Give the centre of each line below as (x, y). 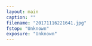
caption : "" (21, 17)
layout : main (22, 12)
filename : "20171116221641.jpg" (46, 23)
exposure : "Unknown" (32, 34)
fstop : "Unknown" (28, 28)
